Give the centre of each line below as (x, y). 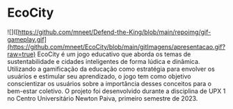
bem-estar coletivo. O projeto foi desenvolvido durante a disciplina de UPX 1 (116, 91)
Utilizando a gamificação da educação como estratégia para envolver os (111, 69)
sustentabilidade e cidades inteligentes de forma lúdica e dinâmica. (104, 61)
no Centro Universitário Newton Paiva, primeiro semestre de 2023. (103, 98)
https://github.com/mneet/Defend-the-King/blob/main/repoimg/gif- (114, 32)
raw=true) (22, 54)
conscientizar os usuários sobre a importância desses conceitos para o (110, 83)
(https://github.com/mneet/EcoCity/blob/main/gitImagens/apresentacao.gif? (116, 47)
